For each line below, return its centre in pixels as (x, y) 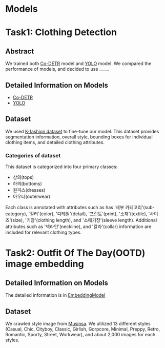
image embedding (45, 264)
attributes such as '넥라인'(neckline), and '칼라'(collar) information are (78, 227)
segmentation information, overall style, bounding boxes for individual (79, 137)
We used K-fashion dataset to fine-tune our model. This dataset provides (82, 131)
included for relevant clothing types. (44, 232)
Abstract (20, 51)
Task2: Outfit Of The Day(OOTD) (75, 253)
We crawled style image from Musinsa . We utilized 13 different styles (78, 323)
